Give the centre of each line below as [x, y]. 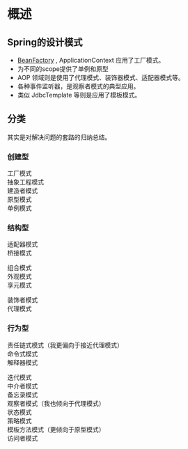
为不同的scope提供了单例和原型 [63, 69]
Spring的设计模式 [45, 42]
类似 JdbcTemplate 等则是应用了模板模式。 [79, 95]
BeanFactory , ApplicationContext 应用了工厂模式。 [91, 60]
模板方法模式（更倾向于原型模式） [56, 430]
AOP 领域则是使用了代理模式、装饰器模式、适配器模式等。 [101, 78]
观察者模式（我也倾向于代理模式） [56, 403]
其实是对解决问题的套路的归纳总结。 [59, 137]
